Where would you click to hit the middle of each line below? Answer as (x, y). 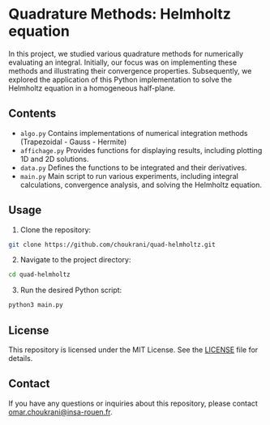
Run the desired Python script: (71, 290)
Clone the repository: (56, 229)
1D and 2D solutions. (54, 159)
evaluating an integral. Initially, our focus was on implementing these (123, 62)
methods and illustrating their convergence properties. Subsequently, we (130, 70)
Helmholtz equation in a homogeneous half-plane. (92, 88)
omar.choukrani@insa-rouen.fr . (61, 412)
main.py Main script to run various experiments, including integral (129, 176)
